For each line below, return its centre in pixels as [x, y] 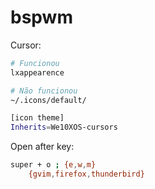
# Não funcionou [44, 91]
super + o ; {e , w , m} [53, 165]
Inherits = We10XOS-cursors [64, 127]
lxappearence [37, 72]
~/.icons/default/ [48, 100]
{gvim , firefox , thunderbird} [86, 174]
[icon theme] [37, 118]
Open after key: [42, 147]
